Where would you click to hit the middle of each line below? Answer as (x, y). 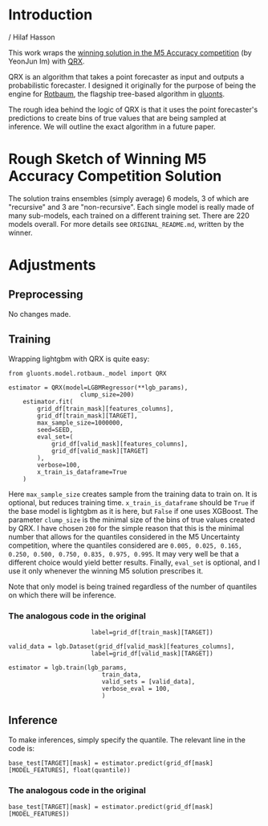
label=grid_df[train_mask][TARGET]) (152, 632)
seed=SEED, (55, 429)
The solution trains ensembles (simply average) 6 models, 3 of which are (129, 198)
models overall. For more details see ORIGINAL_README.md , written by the (126, 224)
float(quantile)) (102, 770)
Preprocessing (46, 295)
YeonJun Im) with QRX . (47, 61)
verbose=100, (59, 465)
